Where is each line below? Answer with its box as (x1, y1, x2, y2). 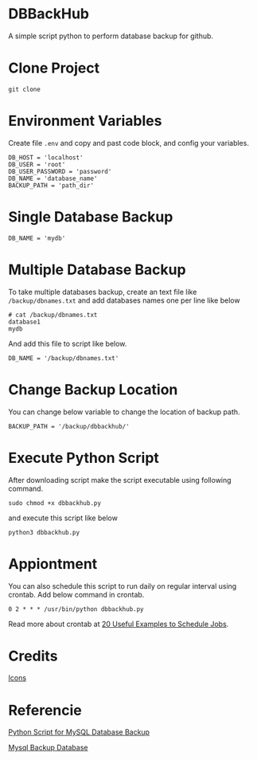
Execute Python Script (8, 449, 159, 467)
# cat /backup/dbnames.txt (8, 311, 98, 319)
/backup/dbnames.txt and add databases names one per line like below (8, 296, 240, 305)
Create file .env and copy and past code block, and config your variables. (8, 138, 249, 147)
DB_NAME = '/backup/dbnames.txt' (8, 354, 119, 362)
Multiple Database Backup (8, 261, 186, 279)
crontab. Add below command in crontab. (8, 590, 145, 599)
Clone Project (8, 59, 100, 77)
